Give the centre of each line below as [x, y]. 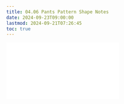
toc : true [19, 29]
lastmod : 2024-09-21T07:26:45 [44, 23]
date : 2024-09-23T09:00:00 [40, 18]
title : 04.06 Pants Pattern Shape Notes [58, 12]
